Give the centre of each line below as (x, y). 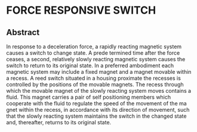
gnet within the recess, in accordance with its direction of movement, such (98, 110)
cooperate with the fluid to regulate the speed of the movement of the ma (96, 103)
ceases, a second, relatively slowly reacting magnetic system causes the (96, 59)
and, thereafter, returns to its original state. (59, 122)
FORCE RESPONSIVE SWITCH (81, 10)
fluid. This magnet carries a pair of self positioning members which (89, 97)
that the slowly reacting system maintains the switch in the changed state (96, 116)
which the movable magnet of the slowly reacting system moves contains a (99, 91)
